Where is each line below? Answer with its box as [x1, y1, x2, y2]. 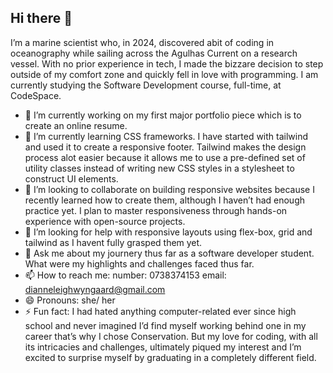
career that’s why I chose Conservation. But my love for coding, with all [24, 330, 318, 342]
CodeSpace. [10, 89, 62, 101]
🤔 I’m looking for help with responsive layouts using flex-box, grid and [24, 226, 313, 238]
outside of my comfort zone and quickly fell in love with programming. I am [10, 68, 319, 80]
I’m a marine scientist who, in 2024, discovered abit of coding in [10, 36, 275, 48]
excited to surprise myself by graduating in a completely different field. [24, 351, 317, 363]
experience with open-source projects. [24, 215, 186, 227]
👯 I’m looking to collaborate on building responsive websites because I [24, 183, 315, 195]
